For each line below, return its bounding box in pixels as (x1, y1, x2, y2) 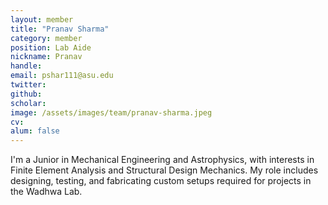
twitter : (10, 80, 47, 90)
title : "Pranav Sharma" (10, 24, 110, 34)
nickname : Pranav (10, 52, 83, 62)
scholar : (10, 98, 47, 108)
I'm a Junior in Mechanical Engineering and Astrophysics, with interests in (10, 154, 315, 166)
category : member (10, 33, 83, 43)
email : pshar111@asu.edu (10, 71, 114, 81)
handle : (10, 61, 43, 71)
